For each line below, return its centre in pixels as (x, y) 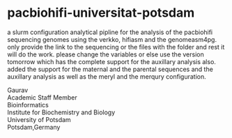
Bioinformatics (28, 105)
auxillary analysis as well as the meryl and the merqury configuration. (107, 76)
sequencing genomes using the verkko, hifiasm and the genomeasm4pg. (112, 39)
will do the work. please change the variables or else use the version (106, 54)
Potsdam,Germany (34, 127)
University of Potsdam (39, 119)
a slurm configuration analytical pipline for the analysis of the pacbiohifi (110, 32)
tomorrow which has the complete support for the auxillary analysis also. (111, 61)
